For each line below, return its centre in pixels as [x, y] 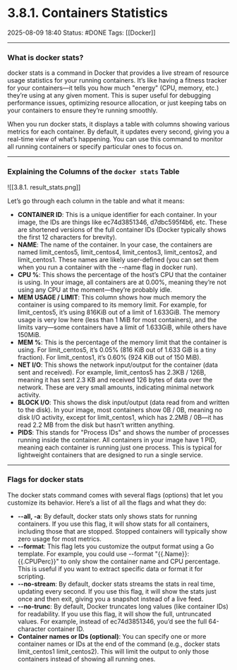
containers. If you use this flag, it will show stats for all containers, [113, 524]
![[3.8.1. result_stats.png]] [44, 187]
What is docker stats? [45, 57]
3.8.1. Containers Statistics [87, 13]
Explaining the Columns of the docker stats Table [93, 172]
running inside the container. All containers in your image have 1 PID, [117, 440]
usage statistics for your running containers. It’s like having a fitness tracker [117, 81]
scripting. [31, 576]
